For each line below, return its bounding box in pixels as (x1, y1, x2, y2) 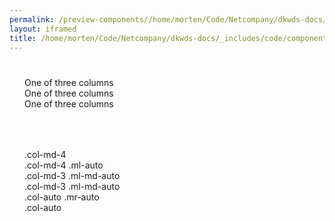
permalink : (9, 14, 55, 25)
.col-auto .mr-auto (24, 191, 100, 203)
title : (9, 33, 37, 43)
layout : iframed (9, 24, 77, 34)
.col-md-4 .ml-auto (24, 159, 104, 171)
